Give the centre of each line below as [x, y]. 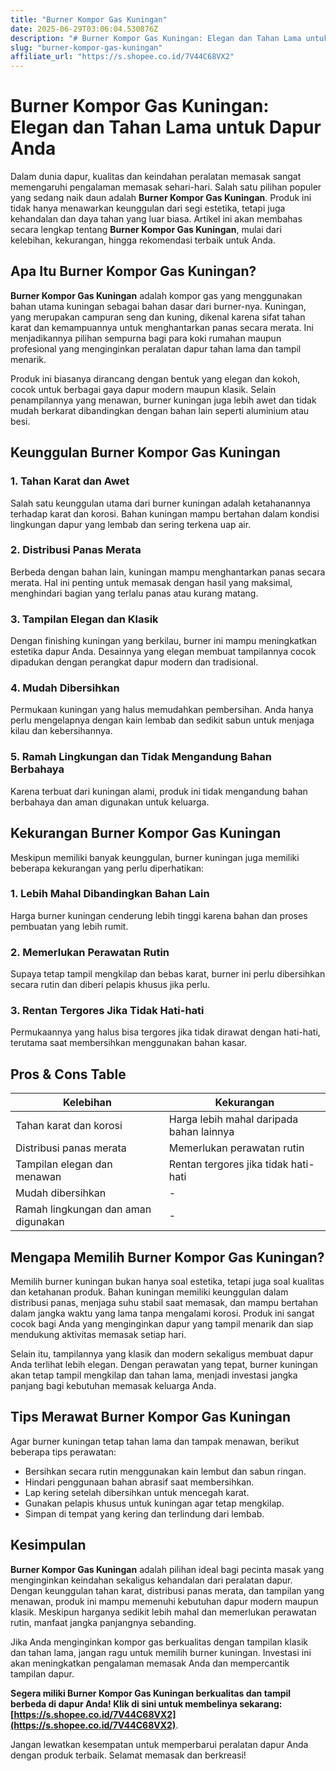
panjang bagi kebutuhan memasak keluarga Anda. [113, 1386]
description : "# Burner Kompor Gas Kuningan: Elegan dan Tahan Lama [156, 38]
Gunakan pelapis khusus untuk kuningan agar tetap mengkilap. [154, 1503]
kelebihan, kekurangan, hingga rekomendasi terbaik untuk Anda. [143, 240]
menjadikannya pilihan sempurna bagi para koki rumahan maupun [146, 338]
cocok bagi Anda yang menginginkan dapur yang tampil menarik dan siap [162, 1324]
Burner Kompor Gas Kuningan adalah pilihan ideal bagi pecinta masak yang [167, 1569]
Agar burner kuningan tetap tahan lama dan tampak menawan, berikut [155, 1441]
